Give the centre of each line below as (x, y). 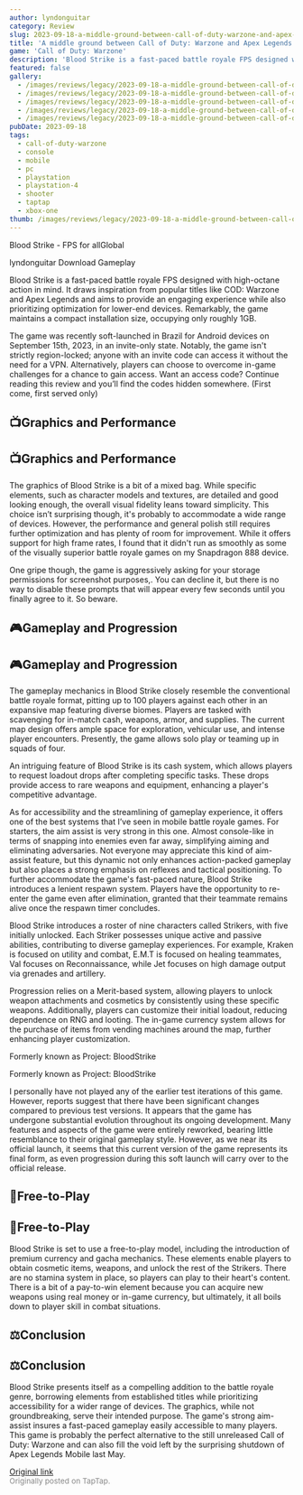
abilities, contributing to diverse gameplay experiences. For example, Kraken (151, 945)
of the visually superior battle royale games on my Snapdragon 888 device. (149, 552)
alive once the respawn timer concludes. (85, 908)
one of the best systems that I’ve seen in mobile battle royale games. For (144, 822)
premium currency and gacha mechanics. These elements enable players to (150, 1258)
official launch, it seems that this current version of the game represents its (149, 1149)
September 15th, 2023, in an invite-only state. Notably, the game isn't (138, 345)
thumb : (22, 219)
